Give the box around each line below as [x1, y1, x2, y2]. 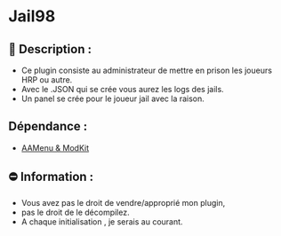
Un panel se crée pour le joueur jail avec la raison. [20, 93, 205, 104]
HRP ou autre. [20, 75, 73, 85]
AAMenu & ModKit [20, 142, 90, 153]
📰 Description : [8, 42, 92, 57]
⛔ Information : [8, 169, 94, 185]
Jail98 [8, 6, 56, 27]
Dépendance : [8, 119, 88, 134]
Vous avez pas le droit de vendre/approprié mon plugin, [20, 197, 226, 208]
